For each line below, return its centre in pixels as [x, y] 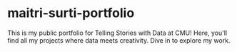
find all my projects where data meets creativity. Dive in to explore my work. [119, 40]
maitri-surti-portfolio [71, 13]
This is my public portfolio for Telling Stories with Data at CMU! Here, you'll [117, 33]
